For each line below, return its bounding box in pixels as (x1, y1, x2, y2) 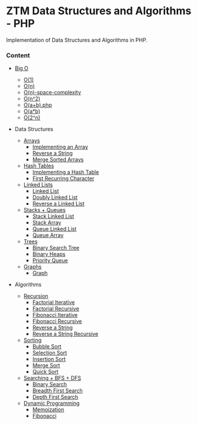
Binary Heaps (32, 250, 66, 258)
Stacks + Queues (23, 207, 66, 214)
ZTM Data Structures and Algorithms (6, 4, 192, 18)
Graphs (23, 263, 42, 271)
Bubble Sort (32, 343, 62, 350)
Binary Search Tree (32, 245, 80, 252)
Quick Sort (32, 368, 59, 375)
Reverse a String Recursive (32, 331, 99, 338)
